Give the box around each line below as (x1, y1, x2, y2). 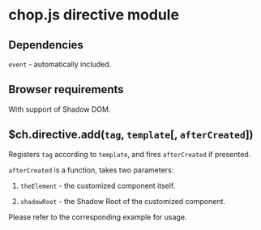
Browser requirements (8, 83, 124, 96)
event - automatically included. (8, 59, 112, 69)
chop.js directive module (8, 6, 180, 24)
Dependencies (8, 38, 83, 52)
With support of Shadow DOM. (8, 104, 111, 114)
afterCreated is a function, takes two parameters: (8, 164, 174, 175)
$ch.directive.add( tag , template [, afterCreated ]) (8, 128, 254, 142)
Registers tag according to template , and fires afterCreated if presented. (8, 149, 251, 159)
